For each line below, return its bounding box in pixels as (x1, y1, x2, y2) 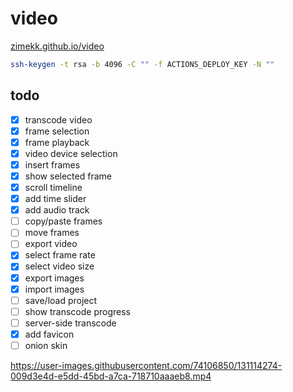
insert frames (24, 158, 81, 171)
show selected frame (24, 170, 112, 182)
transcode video (24, 113, 93, 126)
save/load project (24, 294, 98, 306)
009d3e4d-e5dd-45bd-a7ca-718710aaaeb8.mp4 (10, 370, 212, 382)
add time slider (24, 193, 87, 205)
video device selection (24, 147, 118, 159)
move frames (24, 227, 80, 239)
